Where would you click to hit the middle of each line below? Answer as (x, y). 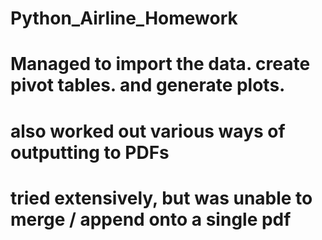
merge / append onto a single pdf (151, 219)
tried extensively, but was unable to (161, 198)
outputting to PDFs (90, 152)
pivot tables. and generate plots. (148, 85)
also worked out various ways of (148, 131)
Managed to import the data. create (160, 64)
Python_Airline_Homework (124, 18)
